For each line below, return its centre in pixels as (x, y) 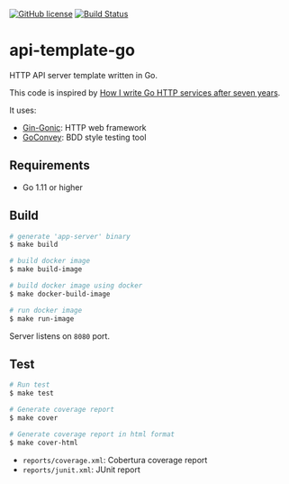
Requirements (50, 165)
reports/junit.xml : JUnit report (81, 470)
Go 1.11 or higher (52, 187)
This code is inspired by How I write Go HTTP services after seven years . (145, 92)
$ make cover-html (44, 443)
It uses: (23, 110)
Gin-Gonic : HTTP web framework (84, 127)
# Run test (30, 385)
